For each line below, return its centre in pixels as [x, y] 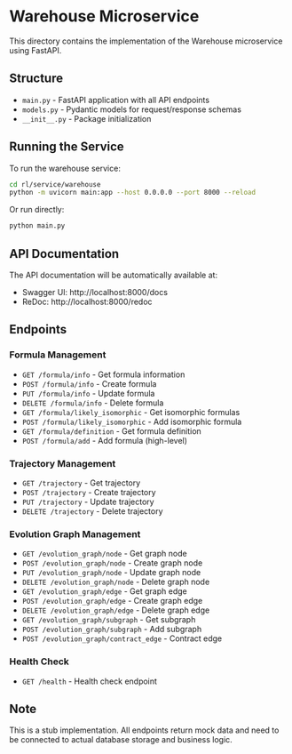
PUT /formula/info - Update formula [88, 393]
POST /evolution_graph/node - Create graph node [112, 563]
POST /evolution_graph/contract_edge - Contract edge [122, 638]
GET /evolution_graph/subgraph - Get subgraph [109, 620]
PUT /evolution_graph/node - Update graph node [111, 573]
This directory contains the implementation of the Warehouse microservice [146, 41]
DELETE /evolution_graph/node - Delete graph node [116, 582]
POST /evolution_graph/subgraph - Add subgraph [112, 630]
